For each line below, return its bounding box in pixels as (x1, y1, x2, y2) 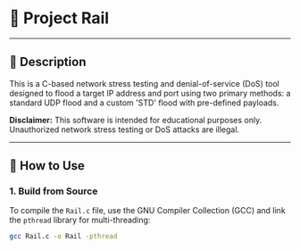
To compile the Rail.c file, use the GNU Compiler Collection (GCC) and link (9, 205, 286, 216)
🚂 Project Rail (9, 8, 110, 29)
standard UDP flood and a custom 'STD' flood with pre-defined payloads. (9, 97, 279, 108)
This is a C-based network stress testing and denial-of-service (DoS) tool (9, 78, 279, 88)
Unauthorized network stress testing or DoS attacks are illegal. (9, 124, 239, 135)
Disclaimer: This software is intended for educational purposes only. (9, 114, 262, 125)
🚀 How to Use (9, 158, 85, 173)
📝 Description (9, 54, 87, 70)
